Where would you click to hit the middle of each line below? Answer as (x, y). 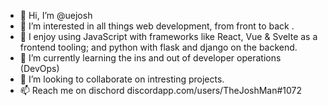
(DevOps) (39, 68)
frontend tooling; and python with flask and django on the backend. (158, 47)
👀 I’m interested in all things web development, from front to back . (157, 26)
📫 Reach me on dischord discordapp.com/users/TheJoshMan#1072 (161, 90)
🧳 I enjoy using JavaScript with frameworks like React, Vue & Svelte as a (168, 36)
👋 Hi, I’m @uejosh (56, 15)
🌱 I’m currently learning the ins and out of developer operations (150, 58)
